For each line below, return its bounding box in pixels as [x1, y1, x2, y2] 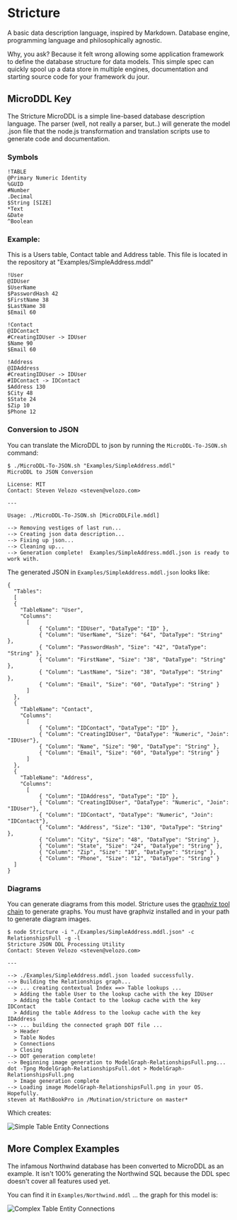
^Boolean [7, 218, 33, 225]
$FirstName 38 [7, 297, 50, 304]
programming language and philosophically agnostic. [7, 35, 163, 44]
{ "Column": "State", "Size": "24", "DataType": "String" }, [38, 842, 223, 850]
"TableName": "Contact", [20, 705, 93, 713]
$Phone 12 [7, 408, 37, 416]
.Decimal [7, 193, 33, 200]
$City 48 [7, 390, 33, 397]
